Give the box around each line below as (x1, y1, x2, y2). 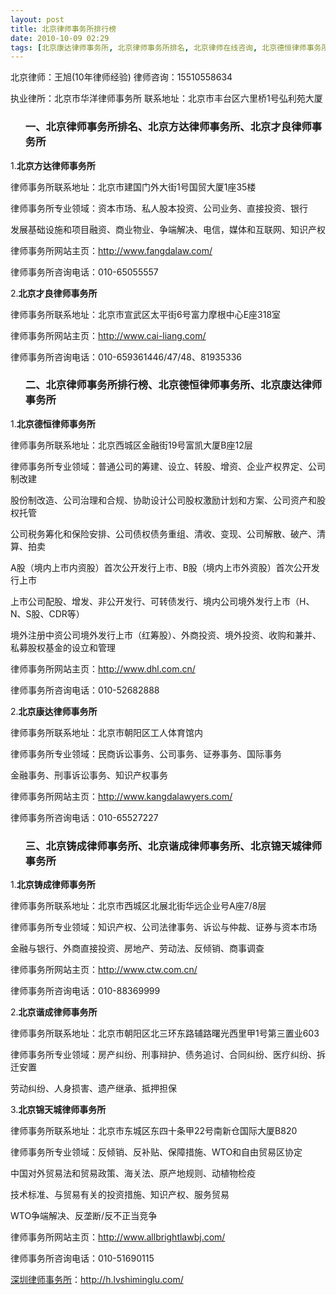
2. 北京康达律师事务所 (10, 705, 98, 717)
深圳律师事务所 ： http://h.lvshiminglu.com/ (10, 1274, 184, 1286)
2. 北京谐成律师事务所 (10, 1006, 98, 1018)
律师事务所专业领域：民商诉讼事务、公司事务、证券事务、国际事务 (10, 747, 282, 760)
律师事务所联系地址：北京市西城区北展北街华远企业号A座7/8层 (10, 900, 267, 912)
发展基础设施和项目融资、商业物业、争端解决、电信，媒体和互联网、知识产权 (10, 223, 326, 235)
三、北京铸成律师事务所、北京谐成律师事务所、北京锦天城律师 (24, 839, 323, 853)
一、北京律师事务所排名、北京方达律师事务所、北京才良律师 (24, 120, 312, 134)
